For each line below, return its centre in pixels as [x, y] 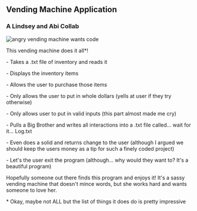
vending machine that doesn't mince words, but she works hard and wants [96, 183]
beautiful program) [29, 166]
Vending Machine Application [62, 10]
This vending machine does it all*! [47, 50]
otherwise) [19, 102]
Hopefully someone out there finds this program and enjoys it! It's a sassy [96, 178]
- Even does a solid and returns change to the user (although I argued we [95, 142]
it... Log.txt [19, 131]
